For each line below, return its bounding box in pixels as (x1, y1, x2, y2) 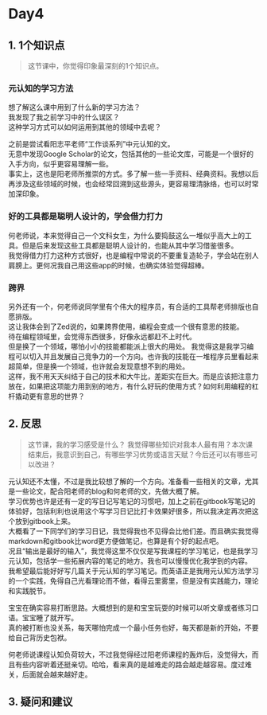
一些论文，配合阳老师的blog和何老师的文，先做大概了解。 (14, 486, 204, 496)
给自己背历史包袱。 (8, 632, 72, 642)
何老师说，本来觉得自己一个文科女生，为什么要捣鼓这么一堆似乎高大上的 (8, 230, 245, 240)
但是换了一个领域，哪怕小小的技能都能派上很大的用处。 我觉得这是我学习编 (8, 342, 254, 351)
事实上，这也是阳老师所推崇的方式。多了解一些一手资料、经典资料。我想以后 (8, 169, 259, 179)
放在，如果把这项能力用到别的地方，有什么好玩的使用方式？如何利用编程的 (8, 381, 252, 391)
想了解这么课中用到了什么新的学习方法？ (8, 103, 141, 112)
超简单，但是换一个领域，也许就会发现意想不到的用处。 (8, 361, 189, 371)
